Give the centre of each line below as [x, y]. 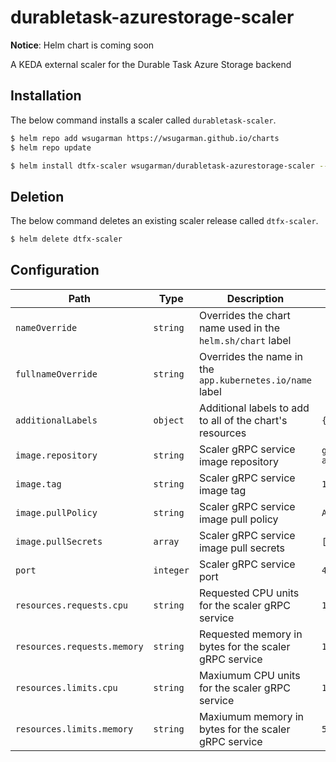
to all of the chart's [243, 420]
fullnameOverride [56, 374]
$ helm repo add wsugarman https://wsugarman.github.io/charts [145, 138]
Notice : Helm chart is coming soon [82, 45]
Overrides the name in [251, 356]
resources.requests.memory [79, 646]
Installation [46, 96]
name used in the [239, 328]
